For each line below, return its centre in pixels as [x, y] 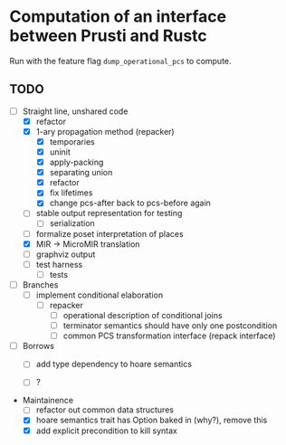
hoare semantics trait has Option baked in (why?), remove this [152, 420]
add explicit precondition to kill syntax [107, 431]
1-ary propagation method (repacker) [105, 131]
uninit [60, 152]
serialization [72, 223]
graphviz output [66, 254]
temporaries [72, 141]
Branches [40, 284]
